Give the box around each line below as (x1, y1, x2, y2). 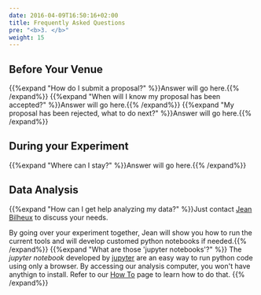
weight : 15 (9, 33, 45, 42)
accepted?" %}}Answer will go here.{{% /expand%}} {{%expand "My (9, 100, 234, 110)
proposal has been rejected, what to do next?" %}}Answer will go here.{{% (9, 109, 252, 118)
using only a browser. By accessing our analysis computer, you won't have (9, 261, 251, 271)
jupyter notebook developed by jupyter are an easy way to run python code (9, 253, 254, 262)
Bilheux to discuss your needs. (9, 212, 108, 222)
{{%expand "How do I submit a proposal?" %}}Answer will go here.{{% (9, 83, 240, 93)
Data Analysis (9, 183, 79, 197)
